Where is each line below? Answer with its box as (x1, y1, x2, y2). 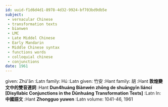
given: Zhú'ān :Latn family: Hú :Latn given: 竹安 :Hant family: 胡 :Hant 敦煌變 (5, 78, 163, 84)
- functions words (7, 49, 46, 55)
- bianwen (7, 26, 28, 31)
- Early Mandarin (7, 40, 44, 45)
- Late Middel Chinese (7, 36, 55, 41)
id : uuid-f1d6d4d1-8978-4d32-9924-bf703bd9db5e (5, 7, 107, 13)
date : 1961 (5, 64, 28, 69)
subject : (5, 12, 24, 17)
